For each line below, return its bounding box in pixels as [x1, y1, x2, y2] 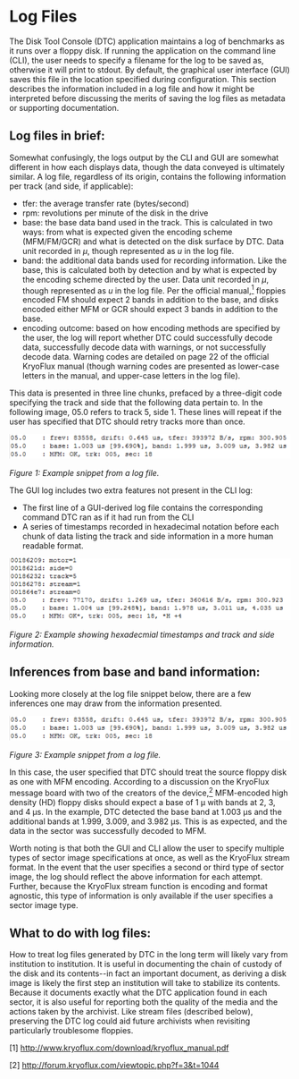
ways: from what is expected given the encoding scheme [21, 226, 233, 237]
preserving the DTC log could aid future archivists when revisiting [9, 1015, 251, 1026]
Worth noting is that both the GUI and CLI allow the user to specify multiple [9, 843, 285, 854]
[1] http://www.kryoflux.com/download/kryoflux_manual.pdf [9, 1042, 229, 1053]
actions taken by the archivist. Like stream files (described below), [9, 1007, 253, 1017]
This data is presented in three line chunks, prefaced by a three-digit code [9, 387, 283, 399]
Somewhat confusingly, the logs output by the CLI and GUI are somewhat [9, 152, 279, 163]
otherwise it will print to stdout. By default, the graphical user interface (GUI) [9, 64, 290, 75]
